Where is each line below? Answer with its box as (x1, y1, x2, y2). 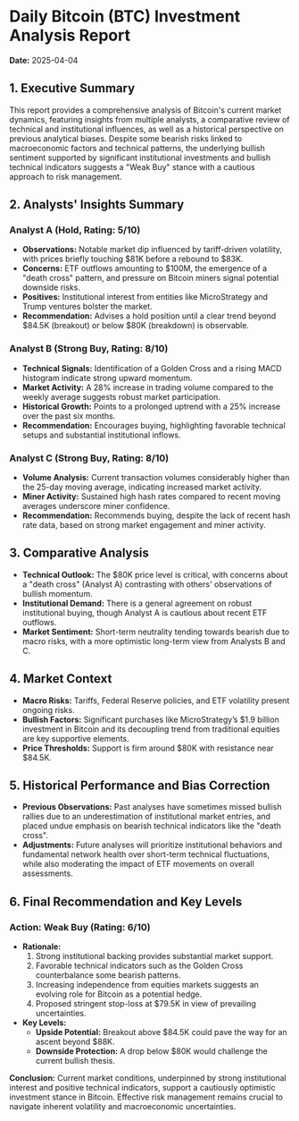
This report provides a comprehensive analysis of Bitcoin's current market (9, 105, 282, 115)
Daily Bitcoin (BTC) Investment (9, 6, 241, 27)
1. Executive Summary (9, 81, 136, 96)
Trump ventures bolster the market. (21, 301, 154, 312)
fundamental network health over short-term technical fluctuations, (21, 849, 270, 860)
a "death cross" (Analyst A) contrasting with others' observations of (21, 579, 272, 590)
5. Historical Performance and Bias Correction (9, 778, 270, 794)
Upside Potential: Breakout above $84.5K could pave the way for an (35, 1027, 287, 1038)
